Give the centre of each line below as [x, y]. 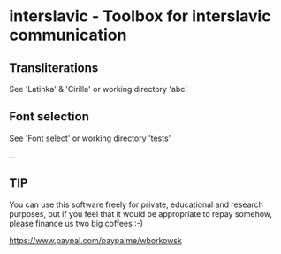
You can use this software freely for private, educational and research [136, 204]
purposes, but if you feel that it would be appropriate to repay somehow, [140, 213]
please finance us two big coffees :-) [76, 223]
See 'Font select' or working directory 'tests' [90, 138]
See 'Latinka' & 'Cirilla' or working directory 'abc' [98, 89]
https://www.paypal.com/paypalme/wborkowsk [96, 240]
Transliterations [54, 68]
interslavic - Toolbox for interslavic [140, 16]
